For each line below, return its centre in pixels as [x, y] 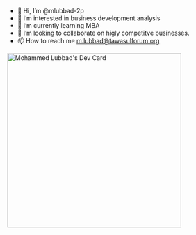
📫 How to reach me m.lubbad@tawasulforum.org [88, 41]
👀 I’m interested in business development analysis [89, 18]
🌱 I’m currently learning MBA [58, 25]
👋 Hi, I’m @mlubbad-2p [51, 11]
